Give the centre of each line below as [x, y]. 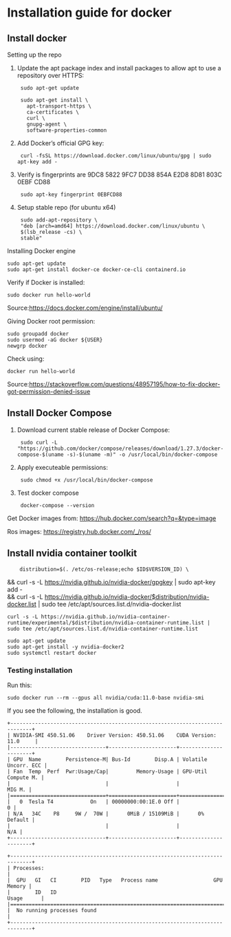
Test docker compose [48, 493]
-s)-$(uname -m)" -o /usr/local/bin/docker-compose [142, 454]
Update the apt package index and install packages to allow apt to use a [119, 68]
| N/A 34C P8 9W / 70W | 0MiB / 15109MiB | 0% [106, 813]
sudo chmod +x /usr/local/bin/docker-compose [87, 480]
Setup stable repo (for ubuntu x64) [66, 207]
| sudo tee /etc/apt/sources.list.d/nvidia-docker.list [109, 604]
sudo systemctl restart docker [52, 653]
